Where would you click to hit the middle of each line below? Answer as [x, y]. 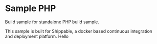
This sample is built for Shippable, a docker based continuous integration [79, 31]
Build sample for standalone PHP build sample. [52, 22]
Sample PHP [31, 8]
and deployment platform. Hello [37, 36]
